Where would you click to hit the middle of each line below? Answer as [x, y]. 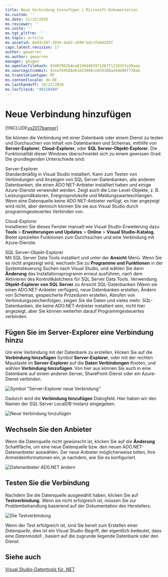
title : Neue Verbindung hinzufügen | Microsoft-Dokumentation [71, 10]
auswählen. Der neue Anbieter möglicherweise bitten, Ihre [95, 452]
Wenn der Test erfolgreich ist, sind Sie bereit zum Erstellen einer [71, 525]
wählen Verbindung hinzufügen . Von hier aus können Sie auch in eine [78, 368]
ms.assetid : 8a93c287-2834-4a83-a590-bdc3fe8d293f [59, 43]
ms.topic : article [24, 38]
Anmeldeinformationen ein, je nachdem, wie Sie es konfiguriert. [71, 457]
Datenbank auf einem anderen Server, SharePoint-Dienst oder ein [73, 374]
